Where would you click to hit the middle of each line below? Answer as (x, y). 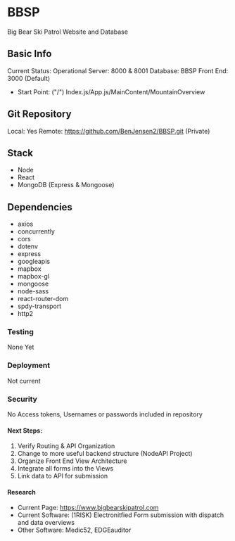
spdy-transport (39, 306)
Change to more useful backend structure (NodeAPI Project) (105, 454)
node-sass (33, 291)
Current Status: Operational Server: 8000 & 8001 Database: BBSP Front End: (118, 70)
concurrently (36, 231)
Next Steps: (25, 431)
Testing (20, 332)
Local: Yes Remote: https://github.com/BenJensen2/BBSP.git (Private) (109, 131)
